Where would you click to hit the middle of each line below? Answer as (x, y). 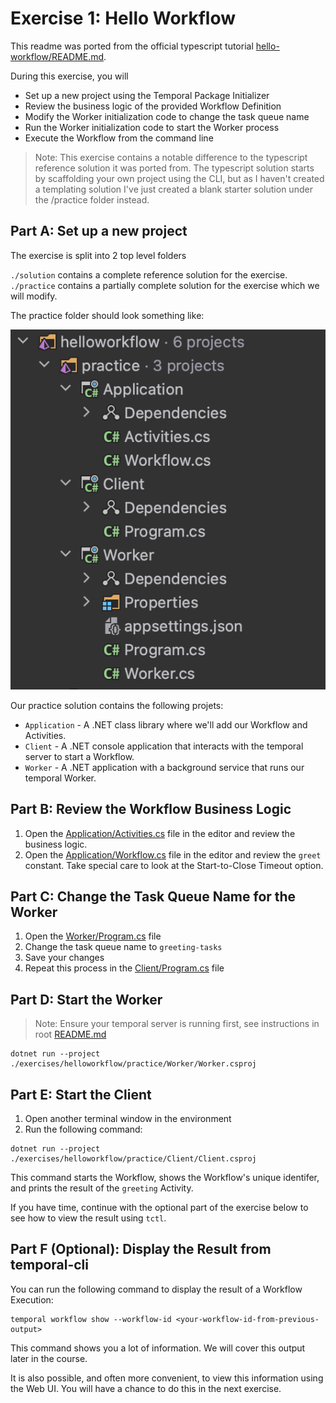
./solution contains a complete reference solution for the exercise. (149, 274)
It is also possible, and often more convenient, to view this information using (167, 1378)
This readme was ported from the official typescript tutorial (132, 46)
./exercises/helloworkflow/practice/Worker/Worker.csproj (133, 1064)
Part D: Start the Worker (86, 999)
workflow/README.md (57, 56)
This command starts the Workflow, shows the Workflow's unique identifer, (165, 1177)
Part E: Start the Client (81, 1094)
